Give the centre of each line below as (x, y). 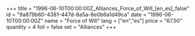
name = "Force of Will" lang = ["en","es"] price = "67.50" (113, 21)
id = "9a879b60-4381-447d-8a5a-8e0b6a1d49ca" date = (76, 15)
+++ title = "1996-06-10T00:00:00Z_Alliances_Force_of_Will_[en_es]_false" (98, 8)
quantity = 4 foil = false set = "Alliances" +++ (61, 27)
